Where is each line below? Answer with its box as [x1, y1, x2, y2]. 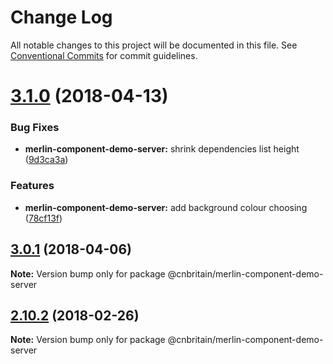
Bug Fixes [10, 121, 60, 135]
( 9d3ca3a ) [24, 154, 69, 166]
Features [10, 179, 55, 193]
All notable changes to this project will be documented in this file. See [10, 39, 298, 51]
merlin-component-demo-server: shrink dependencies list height [24, 143, 300, 155]
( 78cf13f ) [24, 212, 63, 224]
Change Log [10, 6, 113, 29]
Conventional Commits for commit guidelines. [10, 49, 198, 61]
